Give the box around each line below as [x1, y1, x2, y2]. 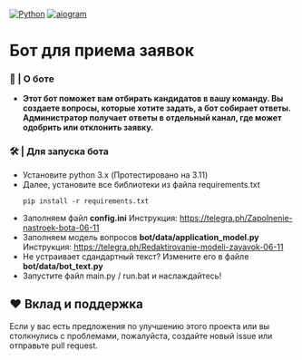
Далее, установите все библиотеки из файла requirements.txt [22, 179, 260, 190]
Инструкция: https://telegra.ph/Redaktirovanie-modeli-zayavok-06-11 [22, 241, 284, 252]
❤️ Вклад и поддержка [9, 297, 143, 312]
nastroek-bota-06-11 [22, 222, 100, 233]
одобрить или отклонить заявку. [22, 122, 154, 133]
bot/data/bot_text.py [22, 260, 103, 271]
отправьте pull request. [9, 340, 98, 351]
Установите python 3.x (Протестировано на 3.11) [22, 169, 209, 180]
